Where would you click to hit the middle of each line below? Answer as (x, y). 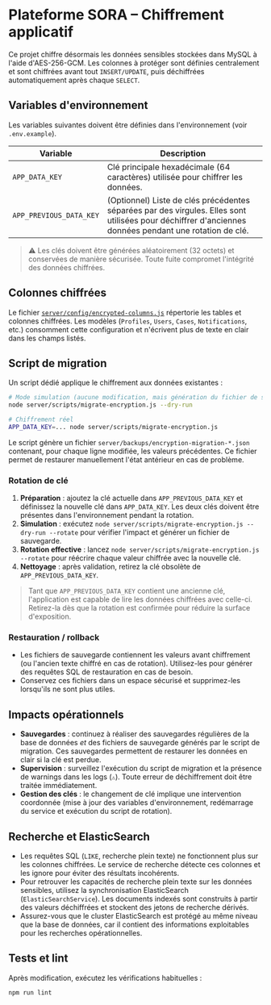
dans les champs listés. (47, 338)
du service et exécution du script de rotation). (96, 811)
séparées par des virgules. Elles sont (177, 210)
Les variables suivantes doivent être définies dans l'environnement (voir (128, 125)
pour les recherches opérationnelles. (81, 933)
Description (183, 153)
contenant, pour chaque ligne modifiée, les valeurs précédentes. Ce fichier (133, 451)
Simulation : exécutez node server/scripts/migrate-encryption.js (131, 524)
